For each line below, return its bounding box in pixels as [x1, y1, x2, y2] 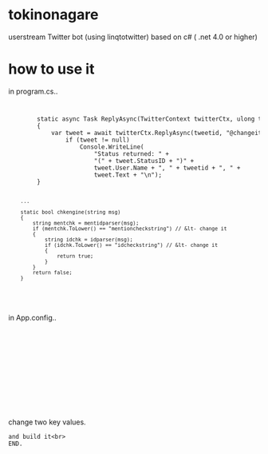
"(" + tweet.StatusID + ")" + [93, 157, 195, 165]
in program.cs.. [8, 86, 58, 96]
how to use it [8, 60, 95, 78]
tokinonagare [8, 6, 99, 24]
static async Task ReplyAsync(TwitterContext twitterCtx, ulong [37, 114, 255, 123]
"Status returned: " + [93, 149, 170, 157]
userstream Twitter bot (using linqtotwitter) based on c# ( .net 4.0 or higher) [8, 32, 258, 42]
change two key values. [8, 417, 86, 427]
